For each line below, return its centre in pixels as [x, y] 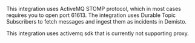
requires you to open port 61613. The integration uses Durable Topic [91, 15]
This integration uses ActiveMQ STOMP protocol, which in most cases [94, 9]
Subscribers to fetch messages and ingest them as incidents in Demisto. [96, 21]
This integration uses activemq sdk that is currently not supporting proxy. [97, 33]
